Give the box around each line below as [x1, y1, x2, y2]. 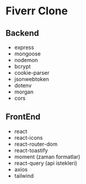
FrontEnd [5, 112, 41, 122]
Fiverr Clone [5, 4, 68, 18]
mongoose [14, 50, 41, 57]
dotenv [14, 82, 32, 89]
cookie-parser [14, 69, 50, 76]
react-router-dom [14, 140, 58, 148]
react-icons [14, 134, 43, 141]
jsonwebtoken [14, 76, 49, 82]
